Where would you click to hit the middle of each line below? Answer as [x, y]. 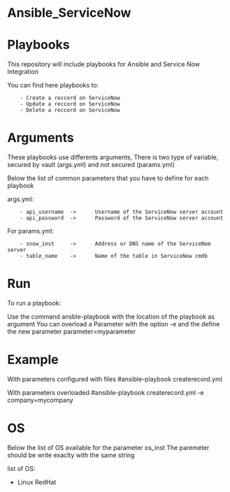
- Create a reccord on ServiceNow [70, 98]
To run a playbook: [34, 303]
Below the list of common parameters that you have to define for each [108, 178]
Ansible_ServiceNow [69, 13]
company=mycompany [40, 400]
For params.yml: [31, 231]
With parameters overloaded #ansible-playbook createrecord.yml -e [106, 392]
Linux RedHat [37, 482]
